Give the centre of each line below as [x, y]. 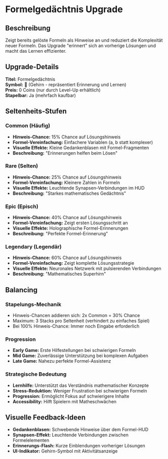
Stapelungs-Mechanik [33, 304]
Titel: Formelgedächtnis [30, 79]
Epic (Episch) [22, 206]
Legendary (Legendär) [33, 247]
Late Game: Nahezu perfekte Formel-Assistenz [62, 361]
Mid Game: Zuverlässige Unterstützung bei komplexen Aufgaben [80, 356]
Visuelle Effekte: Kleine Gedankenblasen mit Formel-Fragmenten [81, 148]
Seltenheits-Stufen [36, 111]
